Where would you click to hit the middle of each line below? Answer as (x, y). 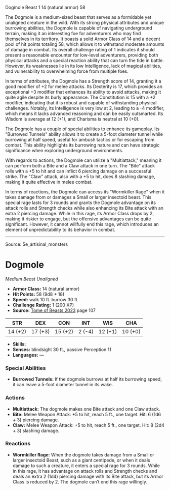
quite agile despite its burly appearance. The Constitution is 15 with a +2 (80, 97)
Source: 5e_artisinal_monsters (37, 244)
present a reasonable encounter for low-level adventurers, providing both (82, 55)
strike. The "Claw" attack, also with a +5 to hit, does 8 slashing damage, (80, 177)
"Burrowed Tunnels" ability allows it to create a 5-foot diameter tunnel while (84, 134)
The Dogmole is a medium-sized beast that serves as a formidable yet (78, 17)
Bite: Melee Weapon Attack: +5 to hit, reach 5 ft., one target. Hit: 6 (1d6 (87, 414)
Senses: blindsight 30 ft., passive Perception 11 (62, 349)
